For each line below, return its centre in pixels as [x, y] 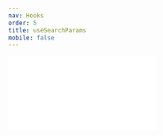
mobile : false [32, 38]
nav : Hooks [26, 15]
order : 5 [23, 23]
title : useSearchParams [47, 30]
